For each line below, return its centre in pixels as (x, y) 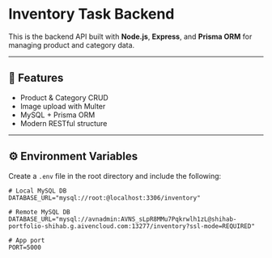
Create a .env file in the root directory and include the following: (115, 176)
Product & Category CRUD (64, 97)
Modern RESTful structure (64, 123)
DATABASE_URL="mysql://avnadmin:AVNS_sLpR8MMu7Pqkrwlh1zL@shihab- (123, 219)
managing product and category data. (72, 44)
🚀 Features (36, 78)
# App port (27, 240)
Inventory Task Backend (91, 14)
